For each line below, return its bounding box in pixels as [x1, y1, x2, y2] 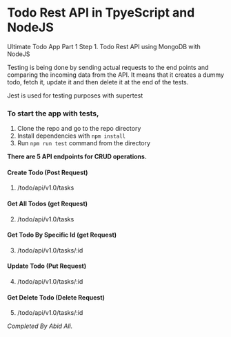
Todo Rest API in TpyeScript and [7, 5, 195, 21]
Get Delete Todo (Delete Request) [7, 293, 106, 302]
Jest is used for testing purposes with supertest [7, 91, 143, 100]
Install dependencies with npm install [17, 131, 126, 140]
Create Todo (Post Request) [7, 168, 88, 176]
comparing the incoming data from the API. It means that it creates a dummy [7, 71, 224, 79]
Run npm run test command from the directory [17, 139, 150, 147]
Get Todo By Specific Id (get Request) [7, 230, 117, 239]
